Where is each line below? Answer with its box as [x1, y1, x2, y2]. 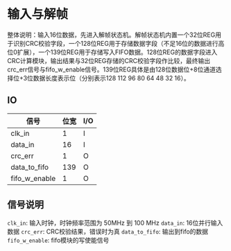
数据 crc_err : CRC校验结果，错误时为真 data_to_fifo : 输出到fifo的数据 [7, 227, 209, 236]
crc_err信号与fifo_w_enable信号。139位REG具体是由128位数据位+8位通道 [7, 65, 216, 73]
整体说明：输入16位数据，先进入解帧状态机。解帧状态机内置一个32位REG [7, 31, 216, 39]
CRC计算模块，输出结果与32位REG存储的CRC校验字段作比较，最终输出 [7, 56, 210, 64]
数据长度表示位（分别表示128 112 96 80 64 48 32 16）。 [33, 73, 190, 82]
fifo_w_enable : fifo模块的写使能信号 [7, 236, 110, 244]
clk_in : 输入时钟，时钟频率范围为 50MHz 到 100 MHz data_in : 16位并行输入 [7, 218, 223, 227]
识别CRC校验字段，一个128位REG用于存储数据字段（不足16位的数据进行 [12, 39, 219, 47]
